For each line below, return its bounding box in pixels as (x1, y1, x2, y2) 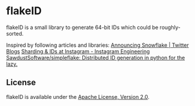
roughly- (159, 24, 181, 31)
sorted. (6, 30, 24, 37)
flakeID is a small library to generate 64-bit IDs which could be (6, 24, 159, 31)
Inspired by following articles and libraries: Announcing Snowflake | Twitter (6, 41, 189, 49)
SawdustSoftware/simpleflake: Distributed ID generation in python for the (6, 54, 186, 61)
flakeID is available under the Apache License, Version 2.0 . (6, 93, 150, 100)
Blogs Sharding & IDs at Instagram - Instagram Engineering (6, 47, 150, 54)
